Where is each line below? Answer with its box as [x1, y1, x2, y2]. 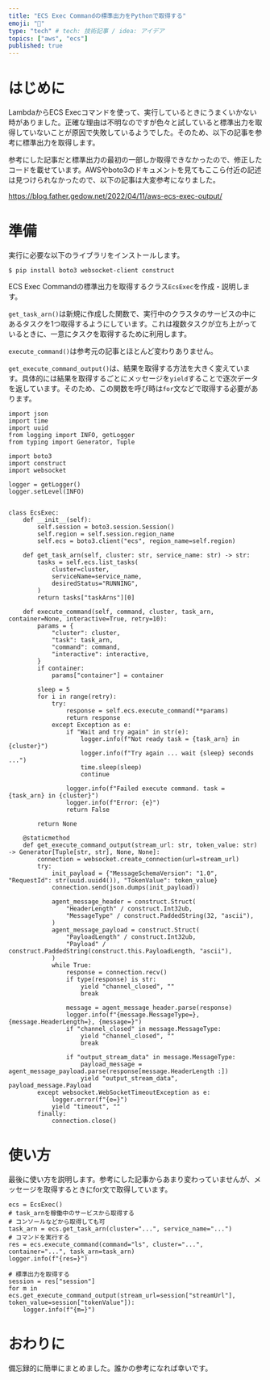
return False [65, 806, 110, 814]
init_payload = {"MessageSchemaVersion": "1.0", [51, 869, 218, 877]
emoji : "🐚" [8, 19, 45, 27]
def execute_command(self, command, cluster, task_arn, [23, 608, 215, 616]
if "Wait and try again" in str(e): [65, 728, 189, 736]
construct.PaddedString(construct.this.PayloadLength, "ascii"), [8, 947, 232, 955]
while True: [51, 961, 92, 970]
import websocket [8, 466, 67, 474]
